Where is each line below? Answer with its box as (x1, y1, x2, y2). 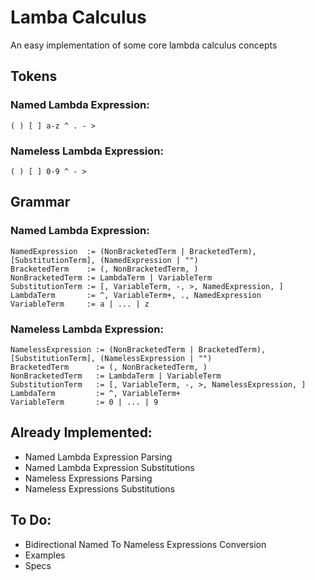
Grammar (10, 194, 71, 211)
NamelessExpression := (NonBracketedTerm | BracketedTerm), (10, 344, 267, 355)
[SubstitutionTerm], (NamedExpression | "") (10, 255, 199, 265)
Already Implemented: (10, 424, 153, 441)
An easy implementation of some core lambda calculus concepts (10, 39, 278, 51)
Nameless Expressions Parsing (24, 472, 153, 484)
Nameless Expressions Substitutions (24, 482, 175, 495)
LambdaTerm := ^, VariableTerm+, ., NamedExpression (10, 290, 262, 300)
